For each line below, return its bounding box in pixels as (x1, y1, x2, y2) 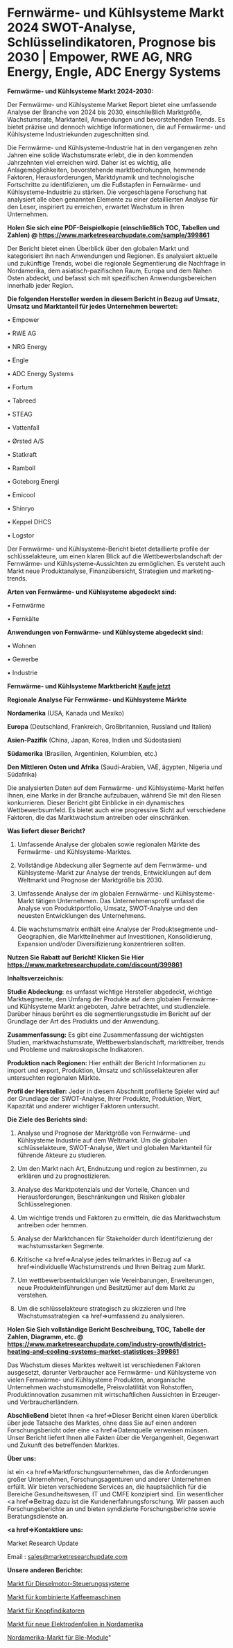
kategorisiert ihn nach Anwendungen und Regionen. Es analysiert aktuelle (7, 252, 218, 260)
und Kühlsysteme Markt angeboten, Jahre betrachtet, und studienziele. (7, 1002, 211, 1010)
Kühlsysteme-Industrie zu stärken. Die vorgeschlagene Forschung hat (7, 188, 207, 196)
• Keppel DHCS (7, 517, 52, 526)
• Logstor (7, 531, 35, 540)
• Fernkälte (7, 614, 40, 623)
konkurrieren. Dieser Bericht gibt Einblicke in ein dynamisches (7, 798, 185, 807)
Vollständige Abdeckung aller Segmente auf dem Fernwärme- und (17, 861, 207, 869)
